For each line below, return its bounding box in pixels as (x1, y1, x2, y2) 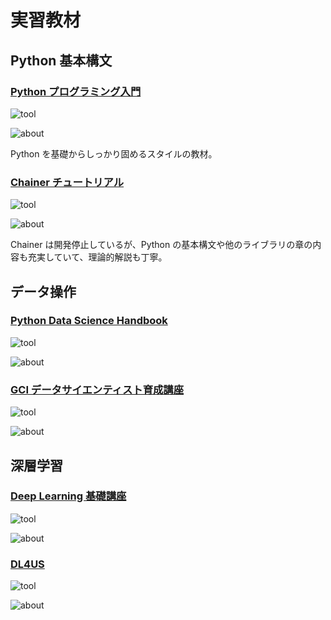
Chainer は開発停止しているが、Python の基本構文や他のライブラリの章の (10, 239, 313, 251)
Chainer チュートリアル (10, 175, 125, 189)
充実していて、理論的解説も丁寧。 (27, 251, 168, 263)
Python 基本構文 (10, 52, 113, 69)
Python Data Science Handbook (10, 314, 168, 328)
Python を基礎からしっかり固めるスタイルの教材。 (10, 147, 218, 160)
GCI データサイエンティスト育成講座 (10, 382, 185, 396)
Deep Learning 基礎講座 (10, 489, 127, 503)
